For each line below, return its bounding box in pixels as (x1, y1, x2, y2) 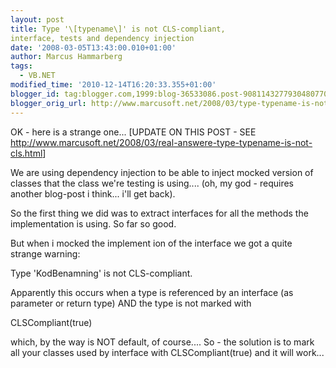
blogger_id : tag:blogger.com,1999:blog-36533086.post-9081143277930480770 (10, 89, 329, 99)
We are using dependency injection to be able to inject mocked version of (10, 166, 314, 178)
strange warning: (10, 247, 81, 260)
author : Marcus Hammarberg (10, 52, 123, 62)
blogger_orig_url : (10, 98, 87, 108)
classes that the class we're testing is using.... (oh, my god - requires (10, 177, 294, 189)
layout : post (10, 14, 65, 25)
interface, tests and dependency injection (10, 33, 195, 43)
